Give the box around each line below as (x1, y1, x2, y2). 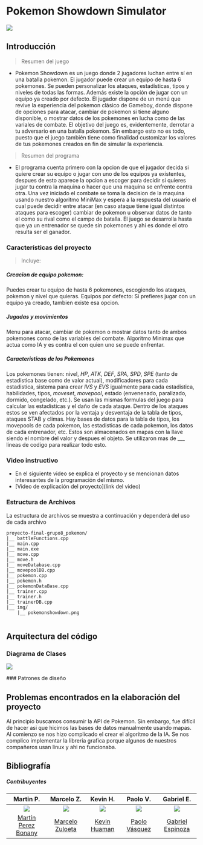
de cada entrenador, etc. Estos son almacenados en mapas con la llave (6, 428, 183, 435)
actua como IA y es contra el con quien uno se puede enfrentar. (6, 341, 165, 348)
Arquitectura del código (6, 631, 98, 641)
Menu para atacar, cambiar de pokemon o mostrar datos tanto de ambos (6, 328, 187, 335)
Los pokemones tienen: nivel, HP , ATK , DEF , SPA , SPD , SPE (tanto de (6, 370, 178, 377)
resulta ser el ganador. (14, 228, 71, 235)
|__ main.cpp (6, 541, 39, 547)
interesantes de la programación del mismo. (14, 476, 125, 484)
